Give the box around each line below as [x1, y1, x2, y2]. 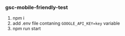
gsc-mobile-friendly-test [5, 4, 68, 11]
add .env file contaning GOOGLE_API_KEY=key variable [12, 20, 120, 26]
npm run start [12, 26, 41, 32]
